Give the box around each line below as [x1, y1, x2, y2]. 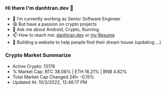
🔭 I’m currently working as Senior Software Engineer [12, 16, 121, 22]
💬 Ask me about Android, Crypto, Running [12, 26, 99, 32]
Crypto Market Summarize [5, 52, 71, 59]
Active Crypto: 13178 [12, 63, 55, 69]
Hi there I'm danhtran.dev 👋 [5, 4, 74, 11]
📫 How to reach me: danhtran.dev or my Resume [12, 32, 115, 38]
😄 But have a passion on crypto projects [12, 21, 97, 27]
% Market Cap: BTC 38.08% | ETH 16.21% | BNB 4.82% [12, 68, 127, 74]
